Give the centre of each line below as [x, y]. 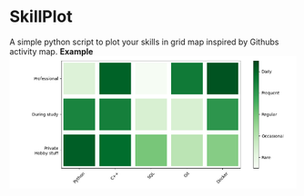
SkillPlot [41, 17]
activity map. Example [51, 51]
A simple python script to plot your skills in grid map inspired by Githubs [144, 42]
